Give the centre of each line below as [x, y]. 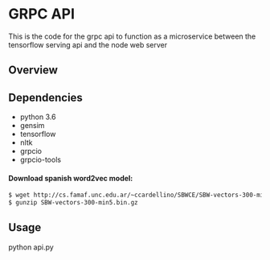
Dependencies [45, 97]
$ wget [19, 195]
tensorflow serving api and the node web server [88, 44]
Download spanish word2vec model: [71, 178]
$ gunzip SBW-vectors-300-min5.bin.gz [73, 203]
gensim [32, 126]
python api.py [31, 247]
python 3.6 [38, 117]
